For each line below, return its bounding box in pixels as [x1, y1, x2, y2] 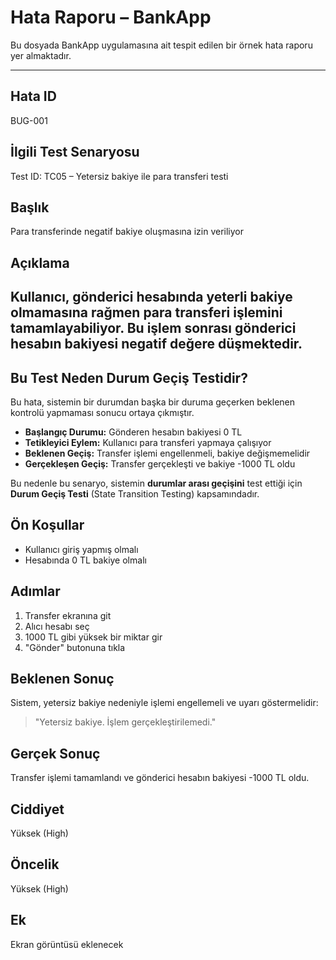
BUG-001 [10, 114, 48, 126]
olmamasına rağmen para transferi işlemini [10, 304, 283, 321]
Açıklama [10, 254, 70, 271]
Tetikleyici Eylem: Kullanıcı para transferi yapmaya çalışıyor [24, 436, 272, 448]
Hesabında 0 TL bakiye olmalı [24, 554, 147, 566]
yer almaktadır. [10, 49, 72, 61]
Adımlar [10, 583, 61, 600]
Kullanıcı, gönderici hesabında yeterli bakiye [10, 289, 293, 306]
